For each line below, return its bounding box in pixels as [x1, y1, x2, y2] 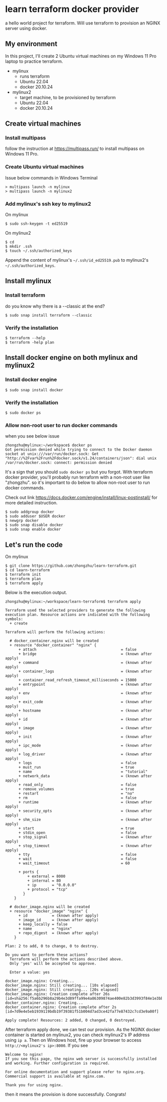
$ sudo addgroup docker [5, 509, 55, 514]
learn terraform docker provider [5, 3, 139, 15]
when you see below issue [5, 433, 60, 439]
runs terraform [19, 73, 50, 79]
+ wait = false [18, 856, 137, 862]
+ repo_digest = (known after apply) [18, 931, 99, 936]
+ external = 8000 [27, 874, 66, 879]
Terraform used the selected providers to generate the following [5, 608, 146, 613]
